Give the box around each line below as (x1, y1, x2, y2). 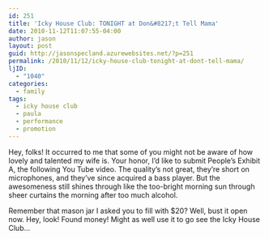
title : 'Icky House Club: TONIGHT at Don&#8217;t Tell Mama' (8, 19, 220, 28)
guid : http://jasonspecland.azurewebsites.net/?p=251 (8, 49, 194, 58)
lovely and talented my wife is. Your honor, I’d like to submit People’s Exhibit (8, 156, 261, 165)
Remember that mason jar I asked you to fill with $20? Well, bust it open (8, 206, 248, 216)
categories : (8, 79, 49, 87)
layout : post (8, 42, 53, 50)
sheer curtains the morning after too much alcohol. (8, 190, 178, 199)
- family (15, 87, 45, 96)
